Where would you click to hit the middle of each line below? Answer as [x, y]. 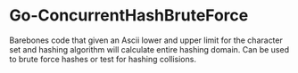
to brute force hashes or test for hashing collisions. [103, 59]
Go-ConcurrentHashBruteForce [129, 16]
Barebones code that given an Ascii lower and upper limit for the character [146, 40]
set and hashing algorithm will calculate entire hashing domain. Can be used [149, 49]
